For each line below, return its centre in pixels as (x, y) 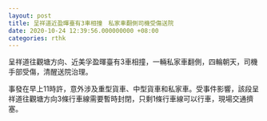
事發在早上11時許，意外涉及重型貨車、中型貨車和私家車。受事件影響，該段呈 (134, 89)
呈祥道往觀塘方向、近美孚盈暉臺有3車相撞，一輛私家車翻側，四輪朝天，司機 (133, 62)
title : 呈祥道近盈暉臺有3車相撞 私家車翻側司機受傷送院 (91, 23)
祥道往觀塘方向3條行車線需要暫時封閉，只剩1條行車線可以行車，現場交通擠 (131, 99)
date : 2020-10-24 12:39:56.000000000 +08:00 (84, 30)
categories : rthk (37, 38)
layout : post (30, 16)
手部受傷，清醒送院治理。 (50, 72)
